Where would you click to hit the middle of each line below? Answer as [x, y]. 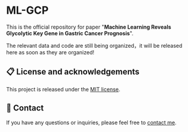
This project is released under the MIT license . [63, 89]
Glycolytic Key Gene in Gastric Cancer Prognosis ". [70, 33]
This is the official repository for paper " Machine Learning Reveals [89, 27]
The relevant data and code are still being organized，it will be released [94, 45]
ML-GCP [27, 10]
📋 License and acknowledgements [73, 72]
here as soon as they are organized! [50, 52]
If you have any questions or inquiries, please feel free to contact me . [92, 122]
